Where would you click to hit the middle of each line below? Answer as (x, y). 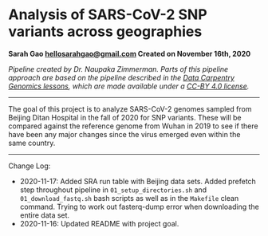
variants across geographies (105, 31)
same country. (32, 143)
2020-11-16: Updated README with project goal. (99, 223)
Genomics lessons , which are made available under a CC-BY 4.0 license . (129, 86)
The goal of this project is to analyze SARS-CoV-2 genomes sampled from (130, 108)
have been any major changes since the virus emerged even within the (124, 134)
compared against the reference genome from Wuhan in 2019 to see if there (133, 126)
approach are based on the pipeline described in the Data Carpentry (122, 77)
